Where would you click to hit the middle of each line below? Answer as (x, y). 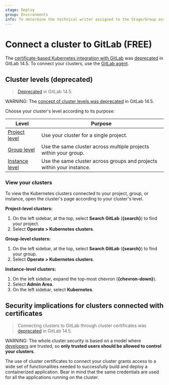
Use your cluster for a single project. (84, 135)
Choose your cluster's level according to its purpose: (60, 111)
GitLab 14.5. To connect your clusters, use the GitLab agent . (67, 64)
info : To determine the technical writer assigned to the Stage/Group (81, 19)
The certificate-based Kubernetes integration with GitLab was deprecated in (84, 58)
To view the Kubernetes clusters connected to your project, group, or (77, 194)
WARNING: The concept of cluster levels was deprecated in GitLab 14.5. (80, 101)
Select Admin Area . (33, 284)
